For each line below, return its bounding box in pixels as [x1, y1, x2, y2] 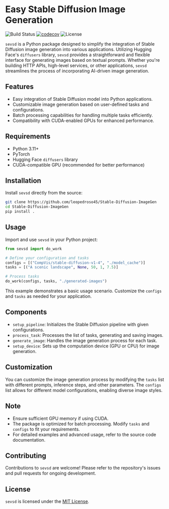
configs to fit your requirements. [12, 426, 80, 432]
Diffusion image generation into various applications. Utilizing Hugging [5, 46, 152, 52]
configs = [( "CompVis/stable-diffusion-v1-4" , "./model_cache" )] [5, 260, 145, 265]
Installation [5, 176, 41, 185]
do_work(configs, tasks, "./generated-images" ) [5, 279, 107, 284]
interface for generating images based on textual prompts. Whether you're [5, 57, 160, 63]
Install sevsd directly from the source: [5, 190, 83, 196]
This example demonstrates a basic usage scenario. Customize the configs [5, 288, 162, 294]
